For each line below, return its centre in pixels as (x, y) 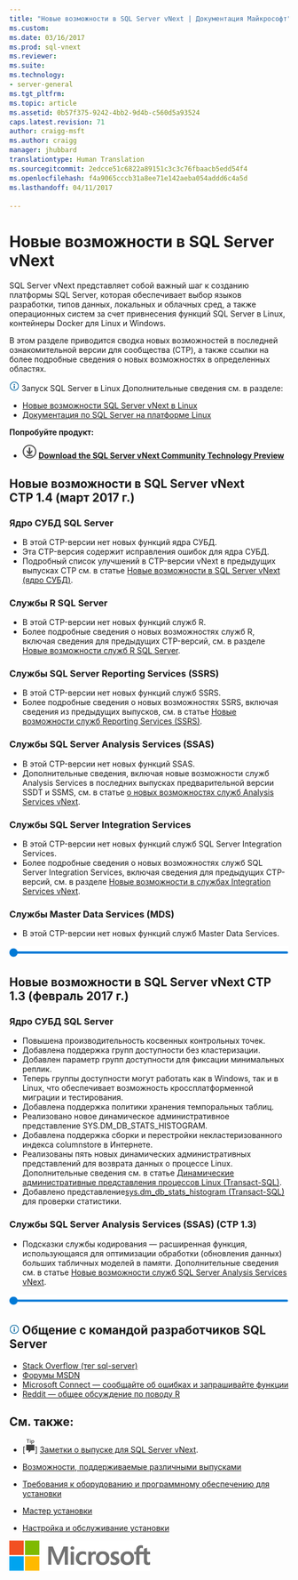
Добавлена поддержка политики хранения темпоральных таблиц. (148, 1107)
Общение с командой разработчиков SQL (144, 1331)
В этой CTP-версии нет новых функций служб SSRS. (122, 693)
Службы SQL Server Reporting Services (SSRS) (114, 674)
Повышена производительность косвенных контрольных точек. (144, 1041)
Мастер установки (57, 1511)
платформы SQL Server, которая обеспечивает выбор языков (125, 295)
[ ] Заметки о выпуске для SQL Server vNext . (110, 1450)
